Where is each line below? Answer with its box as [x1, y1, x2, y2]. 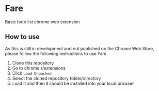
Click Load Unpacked [12, 70, 52, 76]
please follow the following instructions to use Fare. [5, 51, 108, 56]
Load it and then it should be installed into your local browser [12, 80, 134, 86]
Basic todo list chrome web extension [5, 19, 80, 25]
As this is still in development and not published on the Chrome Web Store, [5, 45, 154, 51]
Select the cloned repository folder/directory [12, 75, 101, 81]
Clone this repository [12, 60, 54, 65]
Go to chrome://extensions [12, 65, 66, 71]
